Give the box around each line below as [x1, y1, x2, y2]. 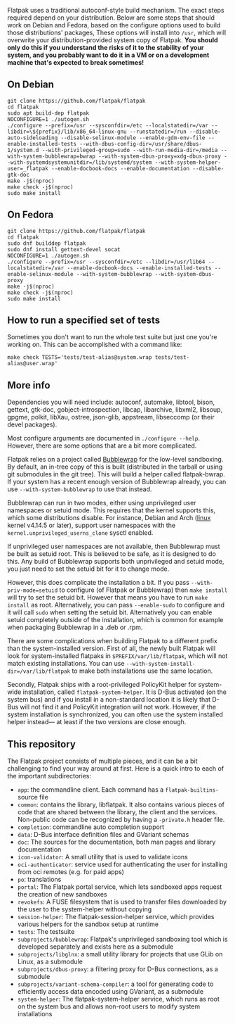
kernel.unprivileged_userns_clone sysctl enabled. [7, 529, 154, 537]
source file [17, 793, 49, 802]
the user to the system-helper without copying [17, 905, 152, 914]
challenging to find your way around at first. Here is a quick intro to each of [7, 764, 224, 773]
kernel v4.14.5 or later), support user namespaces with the [7, 521, 176, 530]
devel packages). [7, 420, 58, 429]
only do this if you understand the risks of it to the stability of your [7, 44, 204, 51]
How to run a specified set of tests [7, 315, 160, 327]
